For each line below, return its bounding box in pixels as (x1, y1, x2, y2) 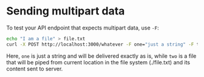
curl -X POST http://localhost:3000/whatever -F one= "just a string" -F (6, 41, 194, 48)
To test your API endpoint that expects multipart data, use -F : (6, 24, 159, 31)
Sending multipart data (6, 4, 125, 18)
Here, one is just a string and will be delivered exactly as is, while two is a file (6, 52, 197, 60)
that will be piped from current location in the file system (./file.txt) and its (6, 58, 191, 66)
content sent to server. (6, 65, 63, 72)
